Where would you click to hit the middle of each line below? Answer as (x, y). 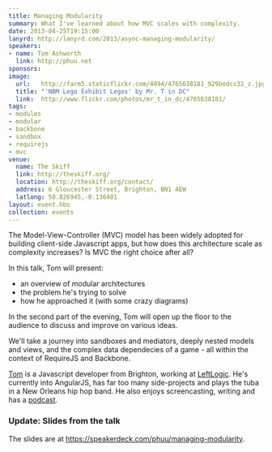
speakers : (25, 46)
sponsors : (25, 69)
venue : (19, 159)
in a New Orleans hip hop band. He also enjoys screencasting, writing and (132, 391)
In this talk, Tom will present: (56, 268)
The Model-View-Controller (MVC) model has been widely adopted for (126, 235)
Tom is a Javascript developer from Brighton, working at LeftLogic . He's (128, 374)
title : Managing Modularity (56, 16)
